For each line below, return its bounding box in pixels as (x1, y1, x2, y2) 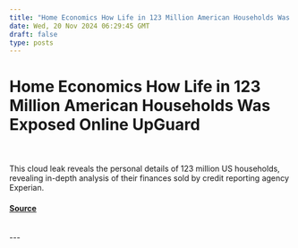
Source (9, 202, 38, 213)
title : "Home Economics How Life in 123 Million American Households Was (9, 13, 291, 22)
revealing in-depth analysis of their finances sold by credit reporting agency (9, 173, 289, 184)
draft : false (9, 30, 58, 38)
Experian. (9, 183, 45, 193)
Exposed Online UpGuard (9, 115, 200, 135)
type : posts (9, 38, 54, 47)
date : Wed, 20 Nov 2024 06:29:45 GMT (9, 21, 150, 30)
